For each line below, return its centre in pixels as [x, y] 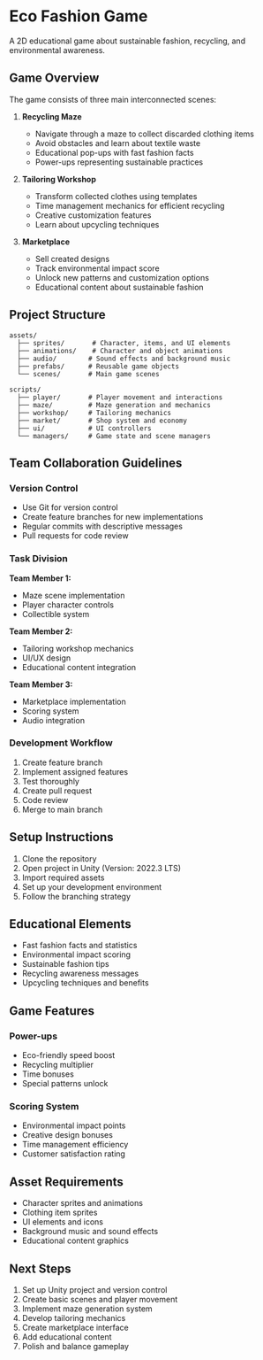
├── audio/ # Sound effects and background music [124, 359]
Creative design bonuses [67, 1135]
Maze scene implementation [73, 595]
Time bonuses [48, 1074]
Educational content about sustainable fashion [120, 287]
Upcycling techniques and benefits [85, 983]
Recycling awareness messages [80, 974]
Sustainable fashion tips [65, 964]
